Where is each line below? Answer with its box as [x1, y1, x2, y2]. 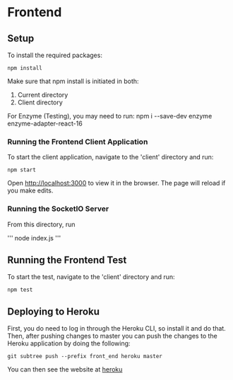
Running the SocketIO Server [7, 204, 109, 214]
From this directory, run [7, 220, 76, 228]
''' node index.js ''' [7, 233, 61, 242]
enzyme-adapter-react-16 [7, 119, 83, 128]
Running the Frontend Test [7, 254, 127, 266]
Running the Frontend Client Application [7, 137, 148, 147]
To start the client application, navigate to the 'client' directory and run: [7, 153, 214, 161]
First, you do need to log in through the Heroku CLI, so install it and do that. [7, 324, 226, 333]
